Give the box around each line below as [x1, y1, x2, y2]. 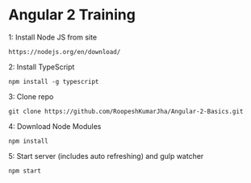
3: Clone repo [8, 91, 54, 102]
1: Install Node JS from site [8, 32, 98, 42]
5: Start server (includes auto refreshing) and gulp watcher [8, 151, 204, 160]
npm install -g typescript [8, 77, 99, 85]
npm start [8, 167, 42, 175]
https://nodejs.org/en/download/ [8, 48, 121, 56]
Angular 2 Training [8, 6, 136, 24]
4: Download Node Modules [8, 121, 102, 131]
